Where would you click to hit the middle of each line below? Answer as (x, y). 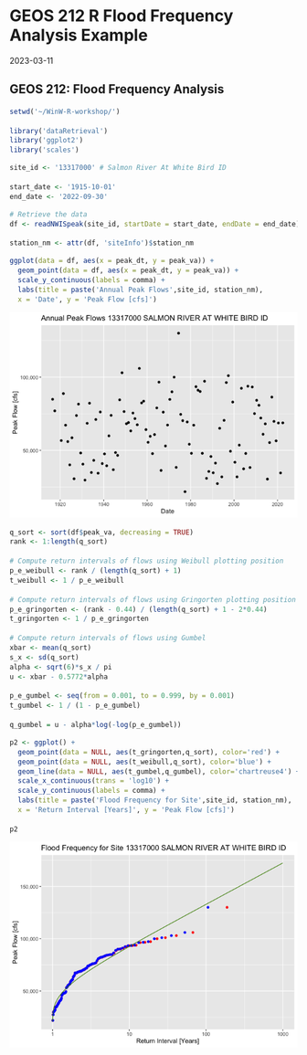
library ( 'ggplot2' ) (47, 141)
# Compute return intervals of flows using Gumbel (108, 638)
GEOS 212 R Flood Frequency (122, 16)
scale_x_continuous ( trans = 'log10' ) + (94, 781)
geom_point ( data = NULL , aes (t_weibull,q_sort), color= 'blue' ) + (145, 762)
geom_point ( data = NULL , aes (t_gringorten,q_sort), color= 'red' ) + (149, 752)
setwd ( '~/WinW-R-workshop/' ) (65, 111)
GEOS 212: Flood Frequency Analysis (117, 89)
